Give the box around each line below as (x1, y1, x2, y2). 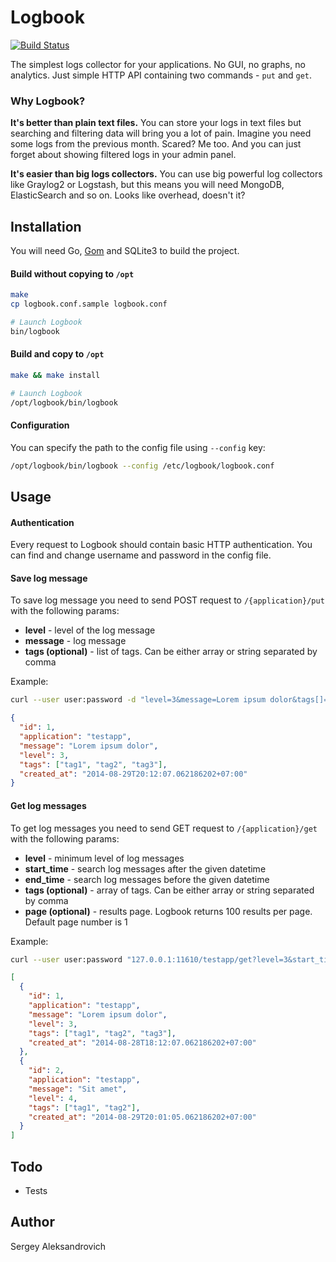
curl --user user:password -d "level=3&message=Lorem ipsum (10, 695, 267, 705)
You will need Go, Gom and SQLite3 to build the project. (10, 245, 240, 257)
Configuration (10, 419, 70, 431)
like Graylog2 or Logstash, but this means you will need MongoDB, (10, 179, 285, 191)
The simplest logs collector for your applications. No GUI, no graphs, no (10, 58, 306, 70)
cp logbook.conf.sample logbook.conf (10, 299, 168, 310)
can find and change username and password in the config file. (10, 549, 272, 561)
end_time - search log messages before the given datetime (24, 873, 270, 885)
